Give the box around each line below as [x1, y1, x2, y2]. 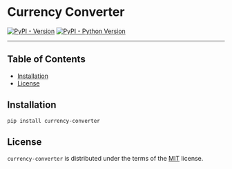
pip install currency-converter [7, 117, 100, 124]
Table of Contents [7, 53, 86, 66]
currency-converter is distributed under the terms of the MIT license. [7, 155, 204, 163]
